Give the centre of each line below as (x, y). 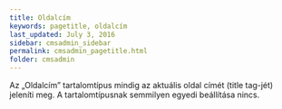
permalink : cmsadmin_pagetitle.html (78, 51)
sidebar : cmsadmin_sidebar (60, 43)
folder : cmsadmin (42, 59)
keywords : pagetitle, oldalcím (68, 26)
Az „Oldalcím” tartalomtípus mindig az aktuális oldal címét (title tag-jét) (141, 85)
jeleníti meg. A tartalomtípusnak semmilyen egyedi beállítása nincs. (135, 95)
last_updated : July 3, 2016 (63, 34)
